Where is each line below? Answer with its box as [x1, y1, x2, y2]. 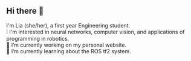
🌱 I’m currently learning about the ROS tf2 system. [6, 47, 131, 54]
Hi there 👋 [6, 6, 44, 16]
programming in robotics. [6, 35, 70, 42]
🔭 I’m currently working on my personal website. [6, 41, 127, 48]
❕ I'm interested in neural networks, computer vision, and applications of [6, 28, 185, 35]
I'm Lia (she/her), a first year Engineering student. [6, 22, 131, 29]
